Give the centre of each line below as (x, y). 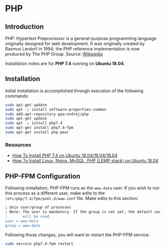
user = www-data (22, 221)
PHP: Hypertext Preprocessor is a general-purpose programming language (81, 38)
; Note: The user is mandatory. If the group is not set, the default (79, 212)
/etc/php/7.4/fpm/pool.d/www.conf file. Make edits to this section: (72, 199)
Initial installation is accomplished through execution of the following (74, 91)
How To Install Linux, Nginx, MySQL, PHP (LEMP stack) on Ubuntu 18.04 (85, 161)
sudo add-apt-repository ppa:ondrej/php (47, 114)
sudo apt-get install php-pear (37, 132)
